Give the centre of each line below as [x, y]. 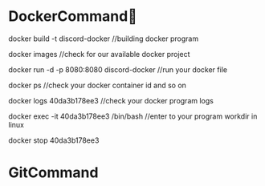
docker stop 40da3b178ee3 [54, 140]
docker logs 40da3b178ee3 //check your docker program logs [111, 100]
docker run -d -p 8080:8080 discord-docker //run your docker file [118, 69]
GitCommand [53, 173]
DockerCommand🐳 [73, 16]
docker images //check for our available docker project [99, 54]
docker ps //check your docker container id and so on [98, 85]
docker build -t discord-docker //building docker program [104, 38]
